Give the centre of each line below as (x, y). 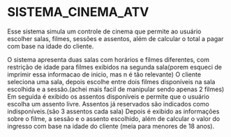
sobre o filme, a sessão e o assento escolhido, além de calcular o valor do (114, 118)
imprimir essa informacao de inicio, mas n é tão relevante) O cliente (104, 74)
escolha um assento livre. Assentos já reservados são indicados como (108, 104)
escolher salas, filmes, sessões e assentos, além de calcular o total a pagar (115, 38)
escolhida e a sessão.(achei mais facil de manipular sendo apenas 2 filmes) (116, 89)
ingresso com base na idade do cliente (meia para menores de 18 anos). (111, 126)
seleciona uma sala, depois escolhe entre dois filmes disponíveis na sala (111, 81)
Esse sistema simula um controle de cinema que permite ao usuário (104, 31)
